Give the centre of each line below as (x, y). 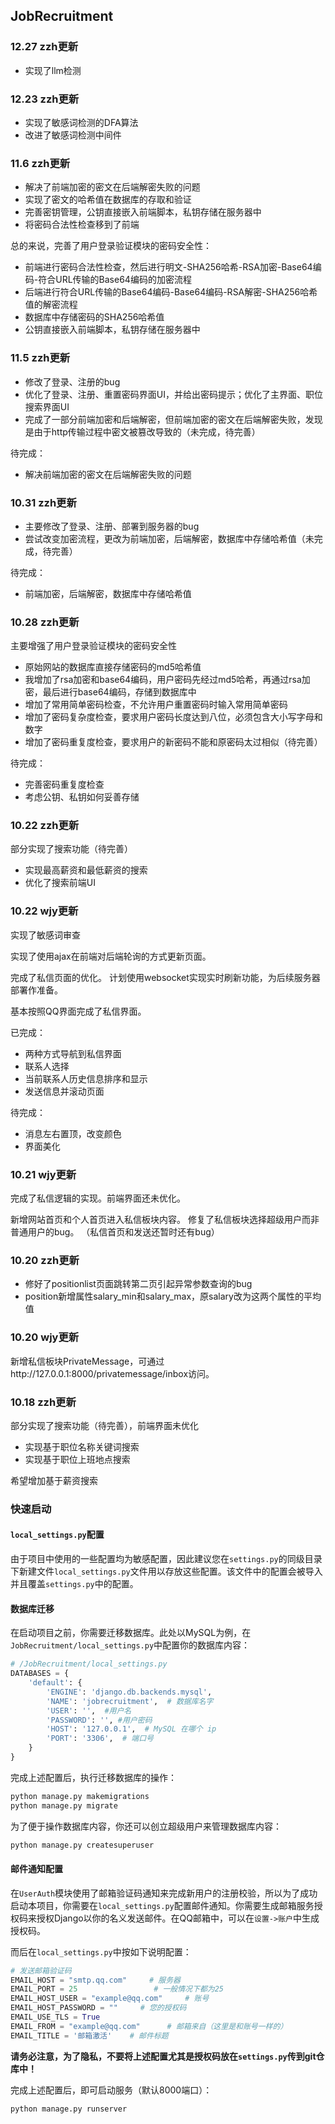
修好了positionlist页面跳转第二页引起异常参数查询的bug (138, 1284)
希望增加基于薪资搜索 (54, 1480)
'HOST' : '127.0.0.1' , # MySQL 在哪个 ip (131, 1729)
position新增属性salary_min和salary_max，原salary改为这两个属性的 (164, 1296)
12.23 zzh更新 (45, 99)
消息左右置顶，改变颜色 (73, 1133)
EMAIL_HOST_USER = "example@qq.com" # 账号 (110, 1999)
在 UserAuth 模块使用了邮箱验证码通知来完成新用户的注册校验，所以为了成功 (164, 1893)
